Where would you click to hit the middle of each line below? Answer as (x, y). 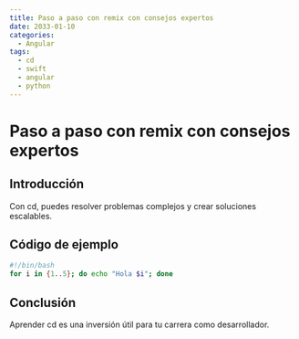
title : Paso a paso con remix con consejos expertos (112, 18)
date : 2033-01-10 (42, 26)
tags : (20, 52)
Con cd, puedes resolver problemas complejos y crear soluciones (133, 206)
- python (34, 86)
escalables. (31, 216)
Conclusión (43, 302)
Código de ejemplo (64, 244)
